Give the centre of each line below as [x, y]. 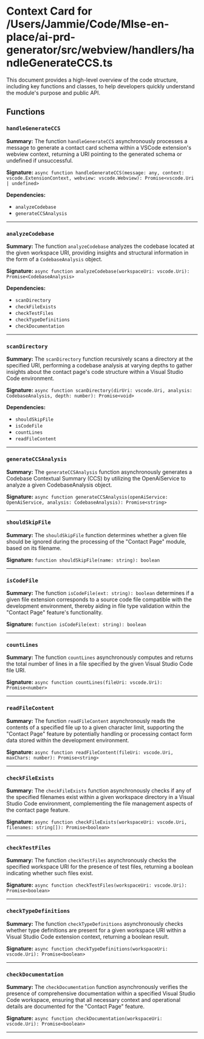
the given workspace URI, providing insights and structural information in [97, 252]
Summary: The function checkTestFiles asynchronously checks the [91, 861]
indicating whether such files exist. [50, 873]
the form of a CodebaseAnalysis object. [54, 259]
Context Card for [49, 11]
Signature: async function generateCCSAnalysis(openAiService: [87, 496]
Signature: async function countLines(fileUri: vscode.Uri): [84, 682]
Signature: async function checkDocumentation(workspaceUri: [84, 1018]
